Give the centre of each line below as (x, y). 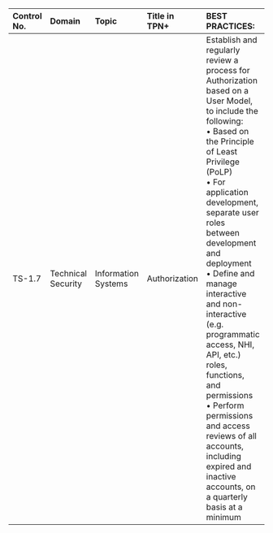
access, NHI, (230, 344)
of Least (222, 152)
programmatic (233, 334)
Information (117, 273)
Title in (160, 16)
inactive (221, 477)
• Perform (225, 405)
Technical (69, 273)
